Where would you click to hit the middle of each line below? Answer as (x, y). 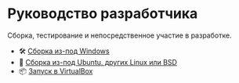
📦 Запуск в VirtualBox (56, 70)
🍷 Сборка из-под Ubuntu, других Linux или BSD (98, 62)
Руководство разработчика (103, 14)
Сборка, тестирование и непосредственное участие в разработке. (119, 35)
